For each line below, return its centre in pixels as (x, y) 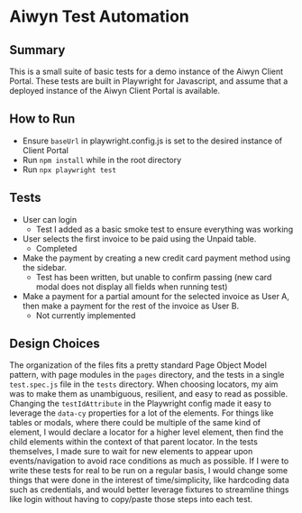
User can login (50, 219)
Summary (37, 50)
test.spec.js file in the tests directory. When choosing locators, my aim (144, 384)
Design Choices (55, 344)
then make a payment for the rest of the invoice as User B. (131, 306)
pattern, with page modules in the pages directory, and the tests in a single (147, 375)
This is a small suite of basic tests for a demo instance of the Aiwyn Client (146, 71)
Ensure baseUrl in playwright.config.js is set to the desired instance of (152, 141)
